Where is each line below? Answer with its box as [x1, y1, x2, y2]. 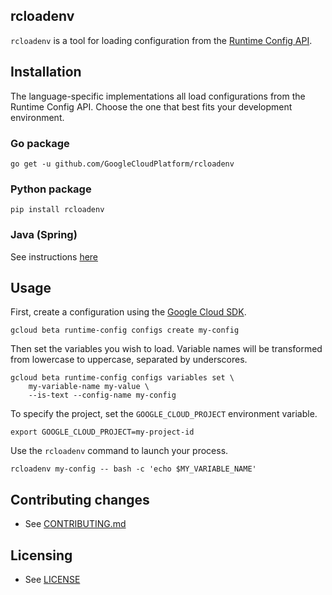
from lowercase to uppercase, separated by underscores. [10, 354, 248, 366]
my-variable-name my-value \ [28, 382, 150, 392]
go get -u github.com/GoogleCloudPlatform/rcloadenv [10, 159, 235, 169]
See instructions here [10, 250, 99, 263]
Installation [10, 64, 82, 81]
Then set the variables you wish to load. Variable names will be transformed [10, 343, 323, 355]
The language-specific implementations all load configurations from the [10, 90, 306, 102]
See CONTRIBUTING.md [24, 518, 127, 530]
